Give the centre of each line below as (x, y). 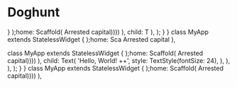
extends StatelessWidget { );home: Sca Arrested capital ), (92, 39)
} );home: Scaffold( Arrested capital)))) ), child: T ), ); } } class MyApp (108, 32)
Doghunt (34, 12)
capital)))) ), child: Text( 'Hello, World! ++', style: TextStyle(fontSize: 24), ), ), (119, 60)
